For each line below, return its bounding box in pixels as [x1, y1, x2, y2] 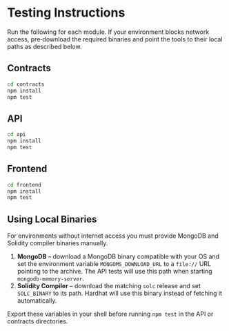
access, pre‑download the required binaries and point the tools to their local [7, 35, 223, 43]
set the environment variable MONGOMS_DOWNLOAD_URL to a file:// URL [17, 260, 212, 268]
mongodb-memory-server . [17, 274, 85, 283]
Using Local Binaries [7, 213, 97, 225]
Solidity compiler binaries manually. [7, 239, 108, 247]
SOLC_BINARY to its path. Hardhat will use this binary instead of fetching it [17, 289, 223, 298]
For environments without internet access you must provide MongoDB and [7, 231, 219, 240]
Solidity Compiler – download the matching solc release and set [17, 282, 201, 290]
